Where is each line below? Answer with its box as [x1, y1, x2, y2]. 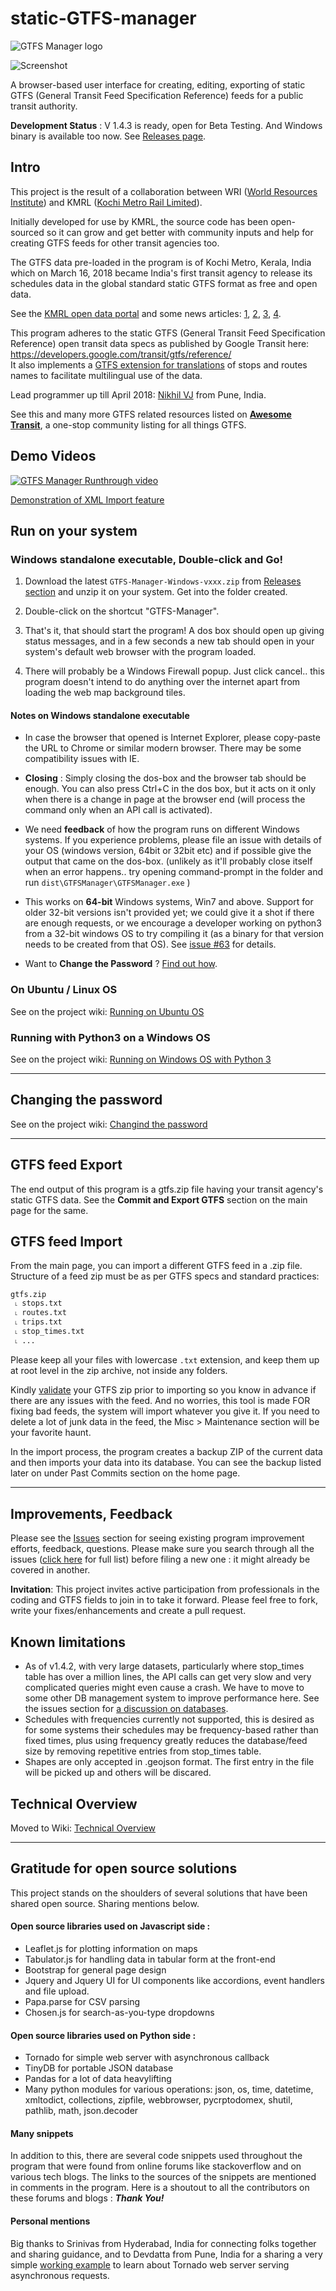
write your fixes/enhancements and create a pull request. [10, 1605, 247, 1617]
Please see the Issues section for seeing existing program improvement [10, 1532, 305, 1544]
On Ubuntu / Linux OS [10, 983, 118, 997]
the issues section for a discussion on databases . [24, 1703, 229, 1715]
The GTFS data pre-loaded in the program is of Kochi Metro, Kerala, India [10, 256, 312, 268]
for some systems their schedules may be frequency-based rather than [24, 1724, 319, 1736]
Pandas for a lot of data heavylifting [24, 2073, 172, 2085]
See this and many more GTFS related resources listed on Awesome [10, 408, 292, 420]
